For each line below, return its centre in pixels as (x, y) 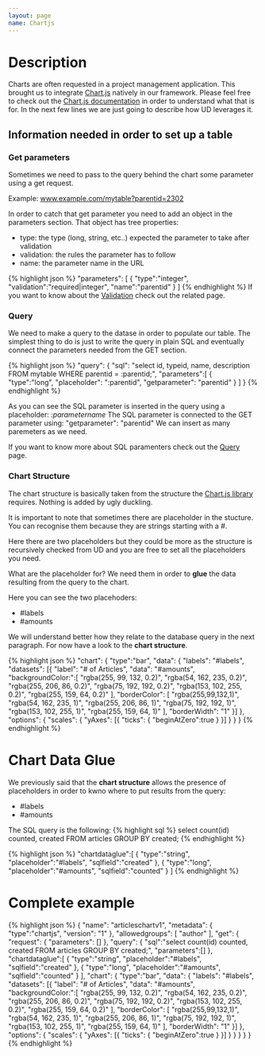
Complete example (71, 903)
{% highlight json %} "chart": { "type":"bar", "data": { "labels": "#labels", (126, 660)
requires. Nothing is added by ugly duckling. (81, 502)
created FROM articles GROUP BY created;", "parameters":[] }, (110, 950)
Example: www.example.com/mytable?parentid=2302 (96, 199)
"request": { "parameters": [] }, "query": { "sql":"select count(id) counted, (128, 941)
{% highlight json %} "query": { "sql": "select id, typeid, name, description (129, 366)
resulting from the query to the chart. (69, 582)
